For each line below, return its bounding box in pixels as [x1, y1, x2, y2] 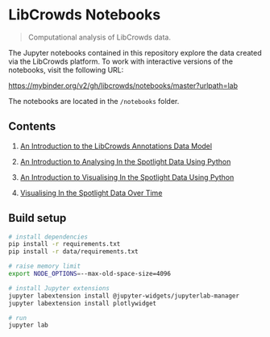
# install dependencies [8, 232, 89, 241]
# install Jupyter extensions [8, 284, 110, 292]
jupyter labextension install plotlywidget [8, 299, 157, 307]
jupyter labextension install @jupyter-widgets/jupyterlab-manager [8, 292, 240, 300]
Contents [8, 119, 56, 134]
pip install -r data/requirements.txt [8, 248, 139, 256]
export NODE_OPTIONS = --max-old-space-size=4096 [8, 270, 172, 278]
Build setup [8, 211, 67, 225]
